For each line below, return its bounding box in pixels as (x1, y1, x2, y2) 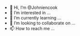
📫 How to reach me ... (9, 26, 55, 31)
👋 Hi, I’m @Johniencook (9, 5, 58, 10)
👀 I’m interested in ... (9, 10, 51, 16)
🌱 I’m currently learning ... (9, 15, 62, 20)
